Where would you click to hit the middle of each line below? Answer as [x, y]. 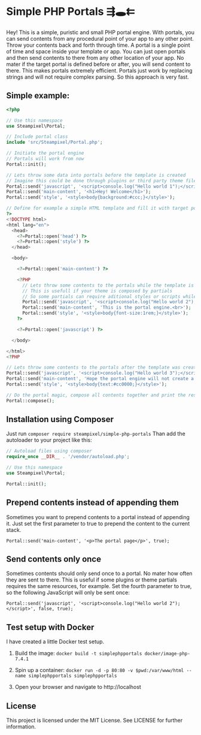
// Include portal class [37, 137]
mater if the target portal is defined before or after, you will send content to [98, 64]
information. [21, 727]
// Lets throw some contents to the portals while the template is [108, 285]
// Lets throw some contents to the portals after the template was [93, 368]
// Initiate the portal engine [45, 153]
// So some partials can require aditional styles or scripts [101, 296]
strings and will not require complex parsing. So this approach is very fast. [98, 77]
